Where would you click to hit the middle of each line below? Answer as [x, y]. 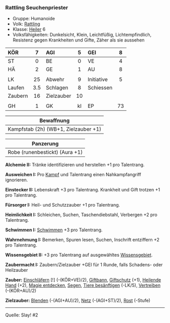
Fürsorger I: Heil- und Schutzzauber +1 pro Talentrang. [63, 205]
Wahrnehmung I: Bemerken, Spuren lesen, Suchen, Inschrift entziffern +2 [82, 240]
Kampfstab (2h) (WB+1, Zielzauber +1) [55, 129]
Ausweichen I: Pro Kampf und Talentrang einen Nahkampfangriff [73, 175]
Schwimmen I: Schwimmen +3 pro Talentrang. [54, 230]
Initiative [98, 79]
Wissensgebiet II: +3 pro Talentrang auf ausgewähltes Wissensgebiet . [79, 255]
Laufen [16, 88]
